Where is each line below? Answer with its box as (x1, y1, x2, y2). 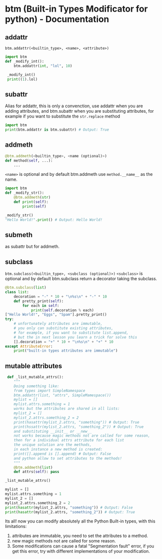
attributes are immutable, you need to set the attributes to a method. (12, 533, 148, 539)
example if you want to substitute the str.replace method (5, 113, 120, 119)
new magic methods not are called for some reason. (12, 538, 116, 544)
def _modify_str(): (5, 190, 44, 195)
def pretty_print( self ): (14, 299, 64, 304)
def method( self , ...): (5, 158, 53, 163)
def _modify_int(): (5, 59, 44, 64)
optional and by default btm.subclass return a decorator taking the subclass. (5, 276, 157, 282)
